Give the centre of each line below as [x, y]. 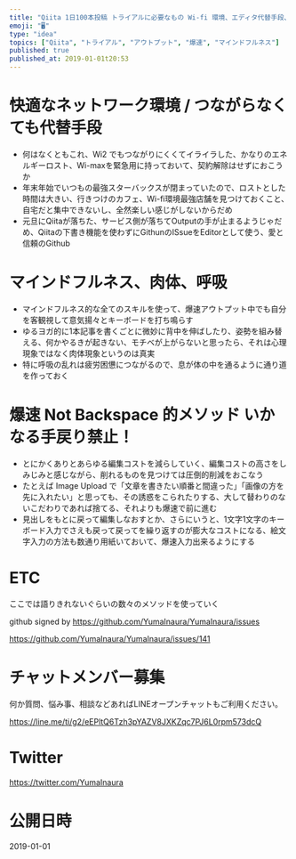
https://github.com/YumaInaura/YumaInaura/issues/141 [110, 638]
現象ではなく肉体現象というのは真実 [88, 353]
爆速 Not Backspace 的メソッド [125, 415]
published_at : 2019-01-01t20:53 [69, 59]
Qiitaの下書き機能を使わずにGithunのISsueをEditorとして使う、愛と [161, 231]
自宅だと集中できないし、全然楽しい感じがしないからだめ [127, 209]
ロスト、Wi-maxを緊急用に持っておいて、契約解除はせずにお [157, 165]
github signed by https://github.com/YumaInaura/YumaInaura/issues [135, 621]
